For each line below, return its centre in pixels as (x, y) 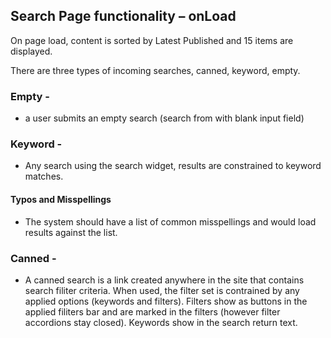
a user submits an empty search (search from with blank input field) (164, 118)
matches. (44, 176)
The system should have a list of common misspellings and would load (170, 221)
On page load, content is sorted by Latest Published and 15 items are (152, 40)
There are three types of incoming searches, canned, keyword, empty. (155, 70)
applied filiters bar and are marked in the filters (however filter (152, 311)
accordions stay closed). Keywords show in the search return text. (161, 322)
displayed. (31, 51)
